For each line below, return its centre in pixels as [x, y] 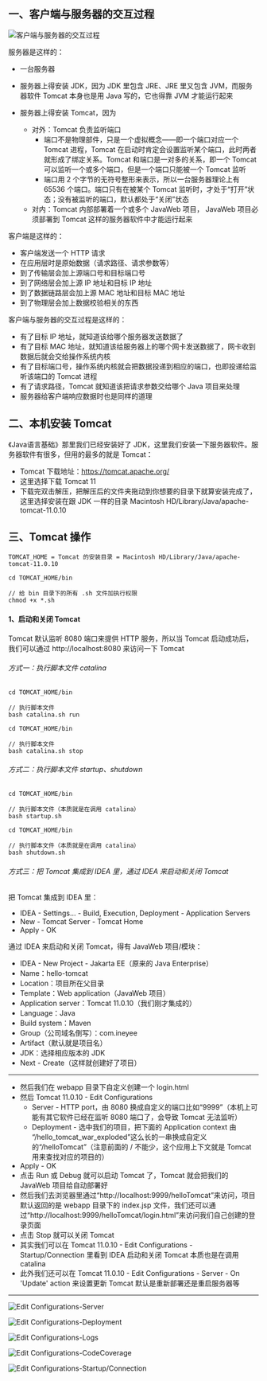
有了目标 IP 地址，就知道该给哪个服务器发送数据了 [102, 336]
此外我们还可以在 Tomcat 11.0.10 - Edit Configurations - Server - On [130, 1274]
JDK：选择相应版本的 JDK [62, 1053]
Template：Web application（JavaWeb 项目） [95, 993]
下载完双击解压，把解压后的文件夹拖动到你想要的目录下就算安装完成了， [138, 491]
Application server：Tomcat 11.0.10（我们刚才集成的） [108, 1003]
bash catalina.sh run [44, 715]
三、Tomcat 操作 [50, 537]
